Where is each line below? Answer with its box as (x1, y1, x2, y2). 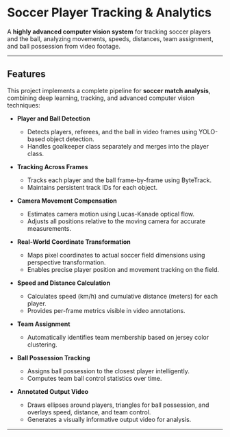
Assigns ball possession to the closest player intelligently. (27, 366, 190, 375)
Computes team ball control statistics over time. (27, 374, 162, 382)
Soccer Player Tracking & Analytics (7, 5, 212, 21)
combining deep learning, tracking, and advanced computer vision (7, 94, 195, 102)
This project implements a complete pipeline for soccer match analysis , (7, 86, 211, 95)
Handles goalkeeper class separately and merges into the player (27, 142, 209, 150)
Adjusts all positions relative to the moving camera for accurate (27, 217, 205, 225)
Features (7, 68, 46, 80)
